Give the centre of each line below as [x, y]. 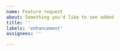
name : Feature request [34, 12]
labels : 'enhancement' [34, 28]
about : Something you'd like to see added [60, 17]
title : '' [19, 23]
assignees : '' [24, 34]
